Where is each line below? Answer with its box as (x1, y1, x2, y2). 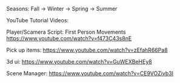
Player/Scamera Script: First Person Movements (6, 28, 126, 35)
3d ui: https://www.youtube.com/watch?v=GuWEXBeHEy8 (6, 58, 153, 65)
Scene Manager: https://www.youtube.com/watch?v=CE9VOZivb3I (6, 70, 174, 77)
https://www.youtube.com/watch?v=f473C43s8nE (6, 35, 132, 41)
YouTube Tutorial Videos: (6, 17, 69, 23)
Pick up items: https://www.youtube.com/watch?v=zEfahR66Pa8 (6, 46, 168, 54)
